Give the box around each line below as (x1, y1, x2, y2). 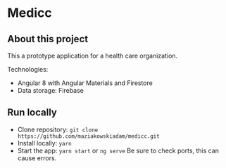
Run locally (7, 107, 58, 119)
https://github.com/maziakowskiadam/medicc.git (17, 132, 160, 140)
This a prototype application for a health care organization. (7, 51, 178, 60)
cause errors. (17, 153, 57, 162)
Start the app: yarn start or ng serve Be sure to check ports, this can (17, 146, 220, 155)
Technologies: (7, 65, 49, 73)
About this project (7, 33, 89, 45)
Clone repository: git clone (17, 125, 99, 134)
